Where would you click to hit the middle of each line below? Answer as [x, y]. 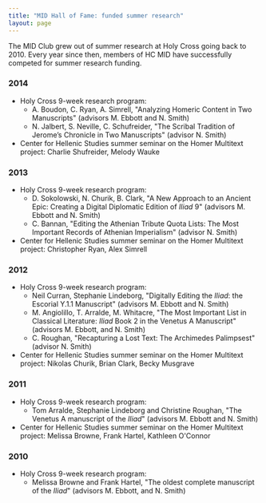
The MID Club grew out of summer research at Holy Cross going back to [127, 46]
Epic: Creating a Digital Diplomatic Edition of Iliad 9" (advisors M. [139, 207]
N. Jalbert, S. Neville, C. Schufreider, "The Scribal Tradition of [133, 126]
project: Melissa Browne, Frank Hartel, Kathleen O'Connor [115, 435]
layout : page [30, 23]
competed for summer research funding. [75, 63]
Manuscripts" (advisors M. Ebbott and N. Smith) [111, 117]
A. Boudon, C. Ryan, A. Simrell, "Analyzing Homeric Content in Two [142, 109]
